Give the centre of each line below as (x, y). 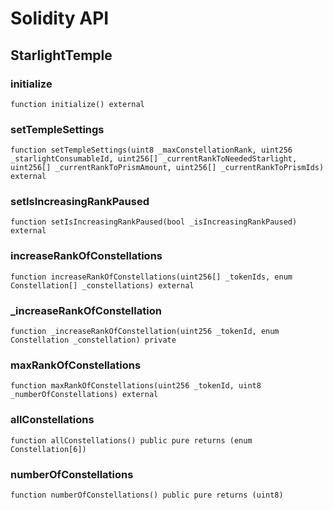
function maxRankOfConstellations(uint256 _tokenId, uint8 (136, 386)
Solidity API (60, 18)
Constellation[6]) (48, 449)
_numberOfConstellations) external (84, 395)
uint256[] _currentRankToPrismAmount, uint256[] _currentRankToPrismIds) (167, 168)
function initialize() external (77, 104)
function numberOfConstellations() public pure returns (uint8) (147, 495)
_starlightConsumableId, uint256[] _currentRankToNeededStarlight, (154, 159)
